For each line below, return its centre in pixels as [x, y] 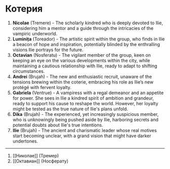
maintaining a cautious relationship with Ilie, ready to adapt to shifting [85, 66]
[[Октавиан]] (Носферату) [40, 161]
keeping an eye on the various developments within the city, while [81, 60]
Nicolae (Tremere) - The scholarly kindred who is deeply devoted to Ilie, [88, 23]
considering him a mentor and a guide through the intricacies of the [83, 28]
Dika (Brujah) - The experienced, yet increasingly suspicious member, [86, 114]
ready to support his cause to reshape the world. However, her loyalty [85, 103]
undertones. [25, 141]
